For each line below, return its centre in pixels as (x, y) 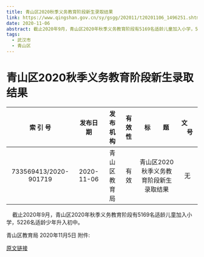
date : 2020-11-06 (28, 23)
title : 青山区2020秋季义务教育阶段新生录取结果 (60, 12)
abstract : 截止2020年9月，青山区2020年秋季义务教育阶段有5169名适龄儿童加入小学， (101, 29)
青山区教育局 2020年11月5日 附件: (48, 235)
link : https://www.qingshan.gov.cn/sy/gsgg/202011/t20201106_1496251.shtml (104, 18)
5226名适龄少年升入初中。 (50, 222)
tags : (13, 35)
